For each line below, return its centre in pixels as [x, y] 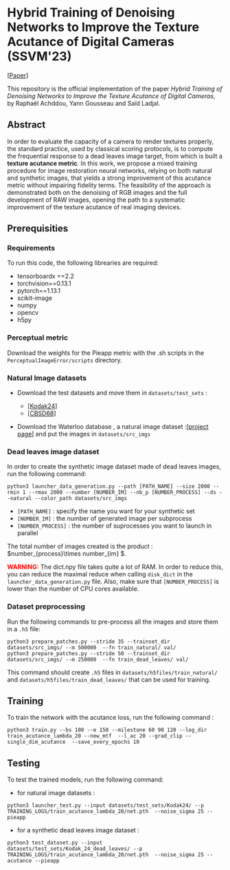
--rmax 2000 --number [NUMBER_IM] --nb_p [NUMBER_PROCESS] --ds [122, 493]
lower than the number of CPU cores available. [73, 589]
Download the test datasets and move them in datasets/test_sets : [112, 393]
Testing [24, 763]
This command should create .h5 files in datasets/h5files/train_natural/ [112, 672]
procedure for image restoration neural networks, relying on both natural [110, 170]
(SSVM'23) [39, 57]
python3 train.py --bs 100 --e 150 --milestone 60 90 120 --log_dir [107, 730]
